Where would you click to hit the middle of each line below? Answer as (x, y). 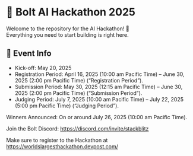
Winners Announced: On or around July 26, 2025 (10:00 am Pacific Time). (97, 117)
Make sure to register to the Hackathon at (57, 140)
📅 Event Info (29, 54)
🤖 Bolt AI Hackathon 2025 (71, 12)
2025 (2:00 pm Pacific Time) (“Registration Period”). (79, 80)
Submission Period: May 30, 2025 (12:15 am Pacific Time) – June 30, (99, 87)
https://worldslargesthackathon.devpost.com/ (62, 146)
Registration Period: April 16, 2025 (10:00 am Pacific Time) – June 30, (100, 74)
